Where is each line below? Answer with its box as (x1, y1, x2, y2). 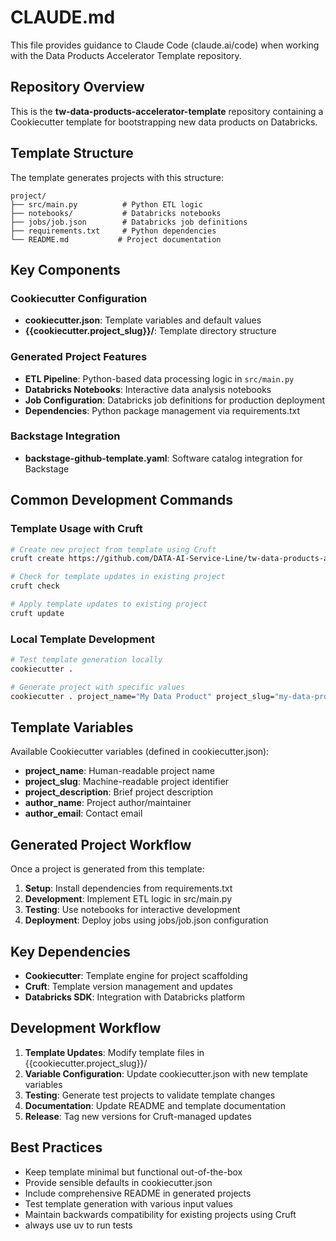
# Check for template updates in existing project (10, 572, 226, 582)
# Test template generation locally (10, 655, 163, 665)
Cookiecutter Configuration (10, 291, 148, 305)
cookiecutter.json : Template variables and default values (24, 314, 262, 326)
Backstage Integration (10, 429, 121, 443)
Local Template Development (10, 632, 156, 646)
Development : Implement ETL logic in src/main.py (24, 893, 233, 905)
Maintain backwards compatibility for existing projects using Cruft (24, 1208, 297, 1220)
